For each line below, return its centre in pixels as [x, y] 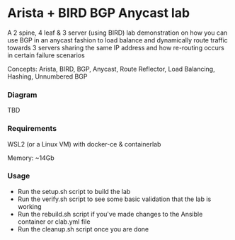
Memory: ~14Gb [31, 158]
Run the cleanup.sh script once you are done [83, 229]
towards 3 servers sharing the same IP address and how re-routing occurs [116, 47]
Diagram [22, 95]
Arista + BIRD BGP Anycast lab [98, 13]
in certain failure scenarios [46, 55]
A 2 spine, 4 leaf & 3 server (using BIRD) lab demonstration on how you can [117, 33]
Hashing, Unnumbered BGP [47, 76]
